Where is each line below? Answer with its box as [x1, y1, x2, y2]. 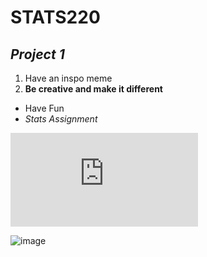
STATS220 [10, 6, 101, 29]
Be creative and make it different [24, 83, 163, 95]
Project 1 [10, 46, 65, 63]
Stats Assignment [24, 113, 98, 125]
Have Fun [24, 102, 65, 114]
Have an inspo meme [24, 72, 113, 84]
